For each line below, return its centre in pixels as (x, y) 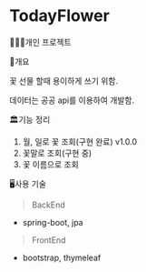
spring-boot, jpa (53, 222)
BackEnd (48, 205)
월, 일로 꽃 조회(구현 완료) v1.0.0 (80, 141)
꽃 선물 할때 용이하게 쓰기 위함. (64, 81)
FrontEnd (49, 240)
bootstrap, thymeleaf (62, 257)
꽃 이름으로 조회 (50, 164)
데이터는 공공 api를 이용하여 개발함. (72, 100)
